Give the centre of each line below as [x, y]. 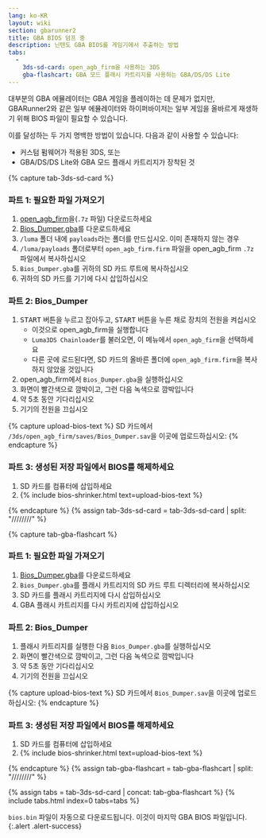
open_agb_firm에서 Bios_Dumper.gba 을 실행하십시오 [102, 379]
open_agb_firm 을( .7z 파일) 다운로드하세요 [86, 219]
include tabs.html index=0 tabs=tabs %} [74, 801]
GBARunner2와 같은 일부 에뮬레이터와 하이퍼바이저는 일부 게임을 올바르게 [123, 108]
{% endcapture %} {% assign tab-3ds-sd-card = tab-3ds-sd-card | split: [127, 510]
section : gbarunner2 [42, 30]
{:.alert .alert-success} [45, 826]
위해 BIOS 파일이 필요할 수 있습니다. [72, 118]
